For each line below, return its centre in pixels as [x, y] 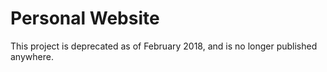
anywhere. [32, 56]
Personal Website [85, 18]
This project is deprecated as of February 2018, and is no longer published [164, 46]
